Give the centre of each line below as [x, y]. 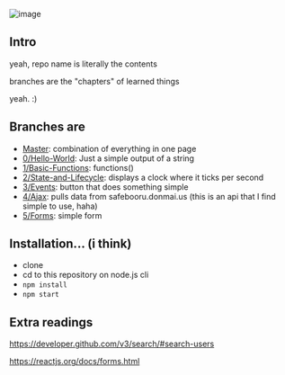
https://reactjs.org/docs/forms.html [75, 362]
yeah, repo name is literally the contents [83, 64]
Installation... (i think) [71, 244]
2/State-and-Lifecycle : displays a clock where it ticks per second [143, 177]
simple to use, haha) [60, 206]
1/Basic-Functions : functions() [78, 167]
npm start [41, 295]
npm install [45, 285]
